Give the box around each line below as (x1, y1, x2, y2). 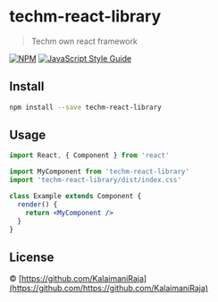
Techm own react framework (30, 36, 138, 46)
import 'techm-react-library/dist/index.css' (9, 176, 181, 185)
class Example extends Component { (9, 192, 142, 201)
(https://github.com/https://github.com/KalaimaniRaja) (9, 283, 208, 294)
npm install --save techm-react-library (9, 103, 163, 112)
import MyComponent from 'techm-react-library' (9, 167, 190, 176)
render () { (17, 199, 58, 209)
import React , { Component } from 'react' (9, 151, 170, 160)
